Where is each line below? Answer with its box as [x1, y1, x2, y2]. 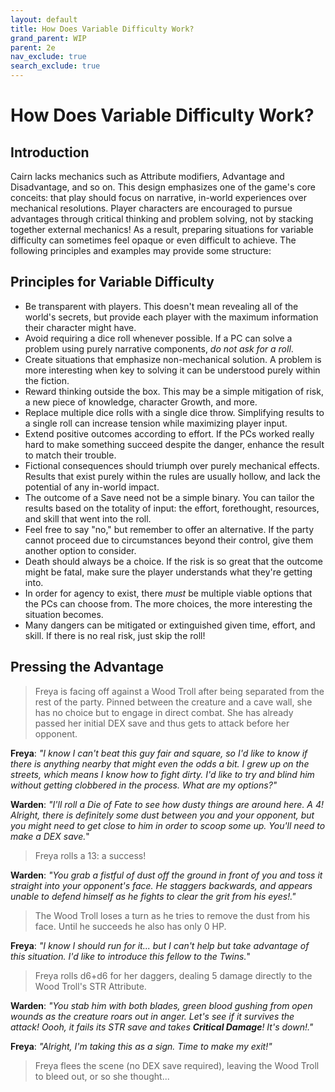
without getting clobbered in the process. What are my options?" [10, 779, 278, 791]
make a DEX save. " [10, 830, 90, 842]
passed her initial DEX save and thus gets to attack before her [34, 717, 290, 729]
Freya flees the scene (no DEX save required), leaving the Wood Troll [34, 1059, 320, 1071]
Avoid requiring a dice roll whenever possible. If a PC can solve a [24, 332, 293, 344]
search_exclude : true [10, 61, 101, 71]
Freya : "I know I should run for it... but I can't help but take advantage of [10, 939, 310, 951]
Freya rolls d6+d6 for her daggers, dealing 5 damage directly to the [34, 969, 313, 981]
